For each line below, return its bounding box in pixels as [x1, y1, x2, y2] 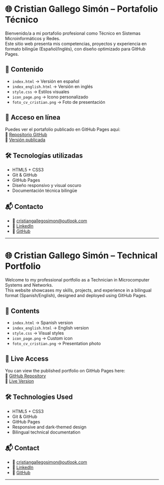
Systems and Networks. [5, 282, 53, 288]
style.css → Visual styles [12, 330, 64, 336]
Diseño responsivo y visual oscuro [12, 183, 82, 188]
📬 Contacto [5, 202, 43, 211]
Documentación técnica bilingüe [12, 187, 78, 194]
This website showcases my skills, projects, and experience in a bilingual [5, 287, 152, 293]
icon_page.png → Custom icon [12, 335, 73, 341]
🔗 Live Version [5, 378, 34, 384]
